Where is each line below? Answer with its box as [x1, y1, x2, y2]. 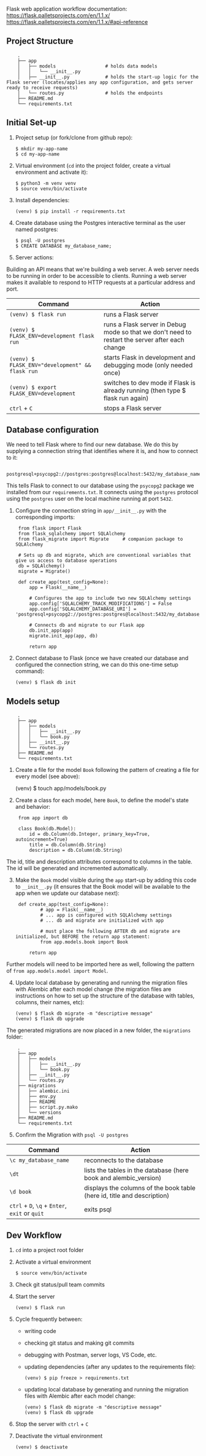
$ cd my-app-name [15, 151, 60, 157]
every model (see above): [15, 773, 80, 780]
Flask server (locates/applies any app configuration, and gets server [6, 79, 193, 85]
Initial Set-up [6, 117, 57, 128]
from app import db [18, 815, 68, 821]
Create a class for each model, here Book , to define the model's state [15, 797, 189, 804]
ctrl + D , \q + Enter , [9, 1202, 67, 1210]
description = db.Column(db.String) [29, 848, 123, 854]
